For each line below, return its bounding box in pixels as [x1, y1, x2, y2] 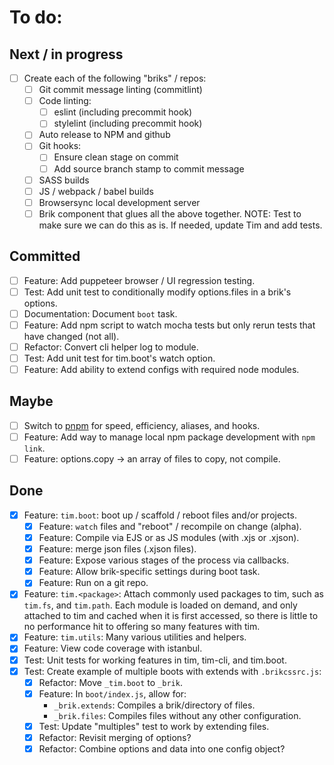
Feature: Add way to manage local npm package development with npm [23, 431, 316, 443]
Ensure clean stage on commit [53, 151, 179, 163]
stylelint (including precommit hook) [53, 117, 203, 130]
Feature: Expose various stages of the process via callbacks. [38, 554, 290, 566]
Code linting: [38, 95, 92, 107]
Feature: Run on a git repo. [38, 577, 149, 589]
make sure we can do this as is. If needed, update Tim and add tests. [38, 219, 323, 231]
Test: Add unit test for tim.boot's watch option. [23, 352, 216, 364]
